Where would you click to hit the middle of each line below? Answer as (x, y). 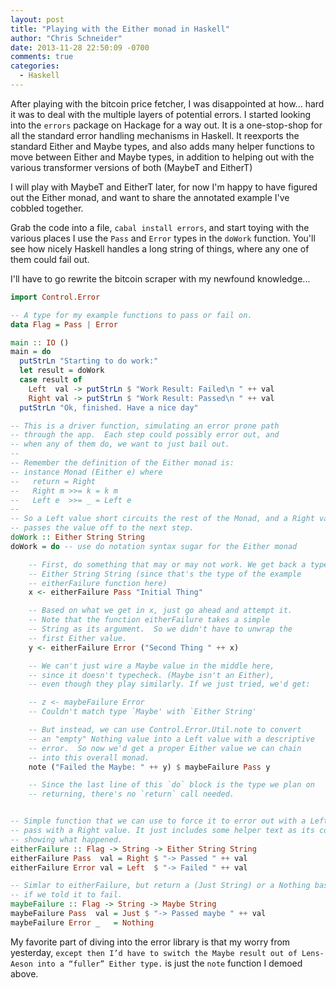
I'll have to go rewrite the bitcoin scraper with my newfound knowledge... (160, 278)
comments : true (42, 57)
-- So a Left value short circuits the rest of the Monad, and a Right (162, 519)
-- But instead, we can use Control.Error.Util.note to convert (165, 730)
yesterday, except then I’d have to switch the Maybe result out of (154, 952)
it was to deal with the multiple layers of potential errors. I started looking (161, 114)
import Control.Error (55, 297)
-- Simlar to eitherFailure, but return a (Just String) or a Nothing (160, 886)
